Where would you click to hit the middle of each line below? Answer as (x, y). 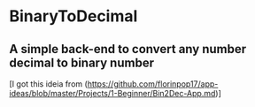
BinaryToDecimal (73, 16)
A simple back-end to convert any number (128, 49)
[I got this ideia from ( (49, 84)
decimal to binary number (82, 62)
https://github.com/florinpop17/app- (153, 84)
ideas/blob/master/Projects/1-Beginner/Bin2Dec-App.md (112, 93)
